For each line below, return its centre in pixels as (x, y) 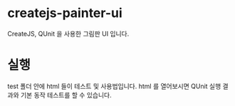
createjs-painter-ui (65, 13)
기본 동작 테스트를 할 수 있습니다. (66, 95)
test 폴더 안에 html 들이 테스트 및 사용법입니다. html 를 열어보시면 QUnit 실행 (114, 86)
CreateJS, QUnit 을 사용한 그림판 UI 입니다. (68, 33)
